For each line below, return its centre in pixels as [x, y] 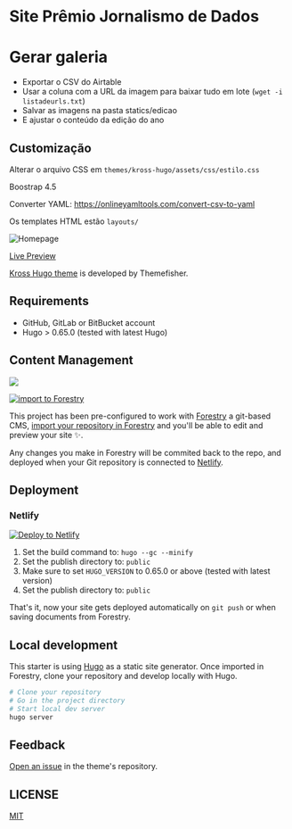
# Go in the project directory [67, 701]
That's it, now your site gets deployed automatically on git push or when [142, 608]
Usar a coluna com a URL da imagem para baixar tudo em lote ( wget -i [152, 92]
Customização [50, 148]
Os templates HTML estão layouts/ [74, 221]
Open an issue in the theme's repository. [84, 767]
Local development [64, 645]
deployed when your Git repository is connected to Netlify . [117, 462]
